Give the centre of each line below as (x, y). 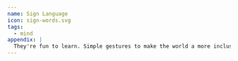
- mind (23, 33)
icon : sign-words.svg (39, 20)
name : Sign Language (38, 14)
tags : (15, 27)
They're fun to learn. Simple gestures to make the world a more (112, 46)
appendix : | (25, 40)
